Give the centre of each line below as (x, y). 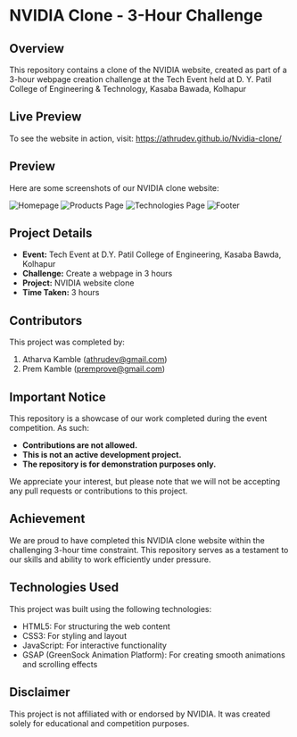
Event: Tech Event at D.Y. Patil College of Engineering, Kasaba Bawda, (152, 254)
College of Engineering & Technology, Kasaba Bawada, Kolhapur (128, 89)
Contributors (46, 321)
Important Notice (58, 397)
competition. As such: (49, 428)
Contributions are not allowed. (80, 445)
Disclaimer (40, 692)
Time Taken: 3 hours (61, 293)
